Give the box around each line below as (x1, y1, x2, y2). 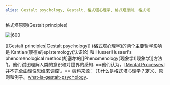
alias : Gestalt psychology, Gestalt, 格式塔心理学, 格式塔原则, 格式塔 (5, 7, 150, 13)
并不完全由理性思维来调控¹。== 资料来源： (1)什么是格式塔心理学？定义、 (5, 68, 159, 74)
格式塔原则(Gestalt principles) (5, 22, 68, 28)
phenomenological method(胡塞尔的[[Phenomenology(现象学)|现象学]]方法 (5, 55, 162, 61)
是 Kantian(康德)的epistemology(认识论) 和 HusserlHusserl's (5, 49, 132, 55)
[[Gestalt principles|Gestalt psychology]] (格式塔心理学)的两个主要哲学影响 (5, 42, 162, 49)
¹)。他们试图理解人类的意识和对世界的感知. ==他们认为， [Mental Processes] (5, 61, 165, 67)
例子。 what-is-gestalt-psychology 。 (14, 74, 91, 80)
